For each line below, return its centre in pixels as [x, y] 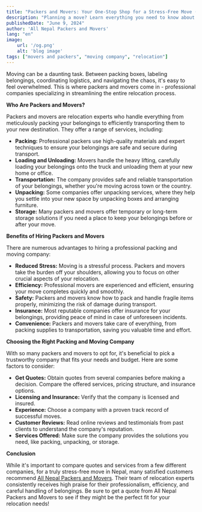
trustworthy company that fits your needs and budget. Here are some [92, 359]
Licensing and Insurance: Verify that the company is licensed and [97, 397]
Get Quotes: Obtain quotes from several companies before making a [100, 378]
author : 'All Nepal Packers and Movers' [58, 29]
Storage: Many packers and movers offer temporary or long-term [96, 211]
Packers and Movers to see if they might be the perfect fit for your [88, 497]
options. [25, 390]
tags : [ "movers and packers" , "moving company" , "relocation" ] [87, 57]
